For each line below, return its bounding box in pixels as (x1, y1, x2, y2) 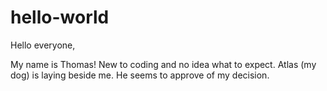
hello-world (10, 6, 110, 29)
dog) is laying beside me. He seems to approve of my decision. (10, 69, 270, 81)
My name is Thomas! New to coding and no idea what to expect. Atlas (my (10, 58, 317, 70)
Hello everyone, (10, 39, 76, 51)
